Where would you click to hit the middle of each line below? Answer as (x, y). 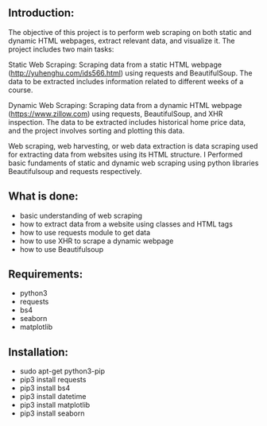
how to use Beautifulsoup (62, 249)
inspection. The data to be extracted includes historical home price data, (127, 122)
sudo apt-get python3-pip (62, 371)
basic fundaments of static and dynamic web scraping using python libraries (133, 163)
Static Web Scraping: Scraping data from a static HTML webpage (115, 64)
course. (21, 90)
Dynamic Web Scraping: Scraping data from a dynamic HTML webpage (125, 105)
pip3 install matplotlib (55, 405)
